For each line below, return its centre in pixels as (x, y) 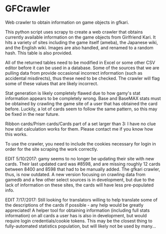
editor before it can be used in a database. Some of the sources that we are (82, 68)
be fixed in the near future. (32, 114)
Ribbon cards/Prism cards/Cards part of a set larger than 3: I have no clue (81, 124)
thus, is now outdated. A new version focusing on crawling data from (75, 174)
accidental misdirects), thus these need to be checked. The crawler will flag (83, 78)
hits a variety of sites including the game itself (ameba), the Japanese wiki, (82, 42)
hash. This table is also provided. (39, 53)
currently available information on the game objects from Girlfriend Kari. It (81, 37)
